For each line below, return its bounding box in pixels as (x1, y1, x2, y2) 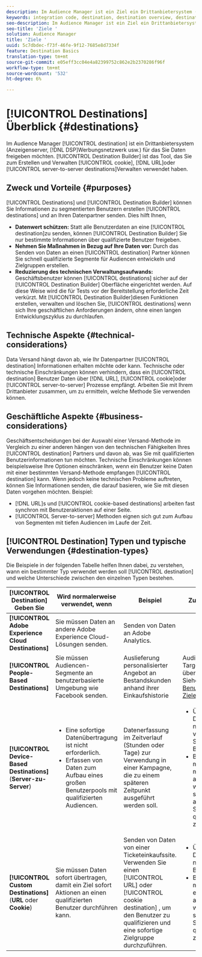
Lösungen (55, 640, 84, 649)
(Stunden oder (123, 741, 165, 749)
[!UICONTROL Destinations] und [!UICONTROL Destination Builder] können (6, 199, 192, 206)
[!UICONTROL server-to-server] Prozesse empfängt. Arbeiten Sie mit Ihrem (6, 381, 193, 388)
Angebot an (123, 669, 156, 677)
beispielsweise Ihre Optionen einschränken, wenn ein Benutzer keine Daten (6, 462, 193, 469)
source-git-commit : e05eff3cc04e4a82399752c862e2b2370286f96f (6, 59, 165, 65)
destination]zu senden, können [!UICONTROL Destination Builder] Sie (14, 229, 188, 237)
